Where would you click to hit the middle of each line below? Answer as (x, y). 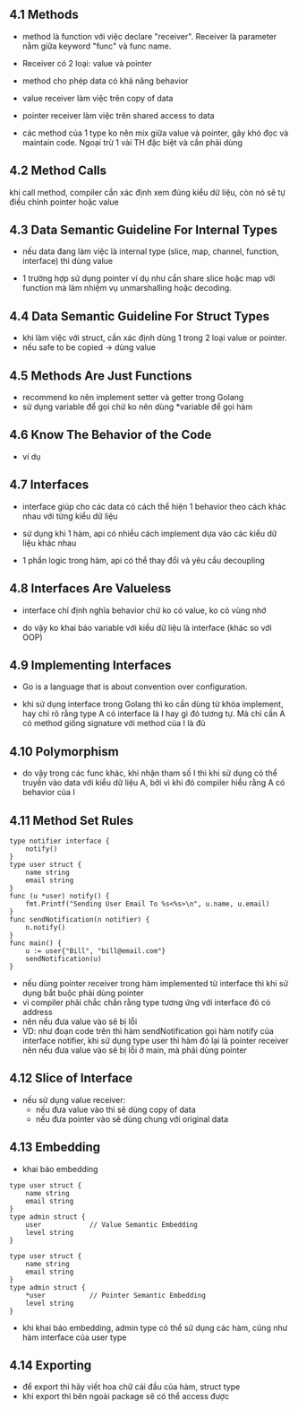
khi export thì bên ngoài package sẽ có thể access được (126, 1397)
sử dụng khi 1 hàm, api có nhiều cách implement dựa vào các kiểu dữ (149, 533)
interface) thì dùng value (68, 261)
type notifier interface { (60, 841)
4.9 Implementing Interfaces (90, 665)
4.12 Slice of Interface (71, 1078)
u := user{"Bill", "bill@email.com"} (96, 950)
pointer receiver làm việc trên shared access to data (118, 115)
